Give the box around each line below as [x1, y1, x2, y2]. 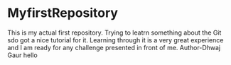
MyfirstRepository [7, 5, 119, 21]
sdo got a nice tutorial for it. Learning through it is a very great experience [7, 35, 224, 44]
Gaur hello [7, 51, 38, 59]
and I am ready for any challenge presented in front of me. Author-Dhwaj [7, 43, 221, 52]
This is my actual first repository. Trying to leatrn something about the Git [7, 28, 222, 37]
